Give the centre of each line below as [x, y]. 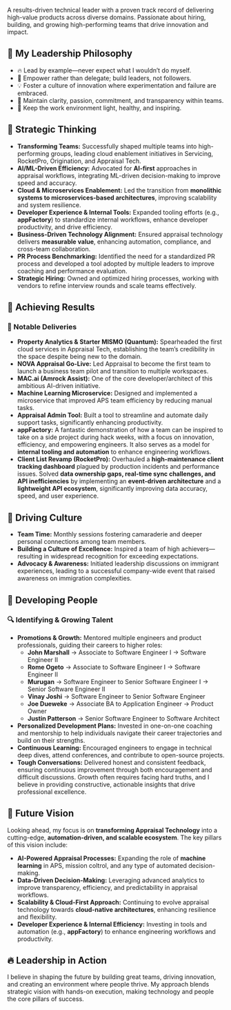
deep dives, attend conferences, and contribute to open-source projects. [121, 755]
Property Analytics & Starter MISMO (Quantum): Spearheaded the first [120, 342]
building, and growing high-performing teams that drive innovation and [108, 25]
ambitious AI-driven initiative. [59, 386]
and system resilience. [49, 205]
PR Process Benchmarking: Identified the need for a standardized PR [116, 256]
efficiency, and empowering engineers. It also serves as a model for [113, 445]
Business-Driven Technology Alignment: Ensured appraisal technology [120, 234]
